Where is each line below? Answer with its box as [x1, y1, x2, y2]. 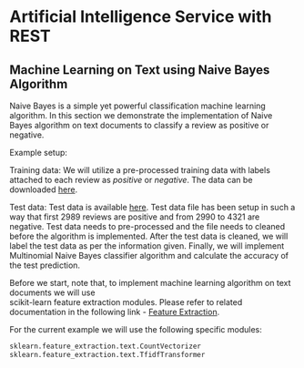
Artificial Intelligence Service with [9, 6, 272, 27]
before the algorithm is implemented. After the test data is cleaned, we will [9, 230, 289, 241]
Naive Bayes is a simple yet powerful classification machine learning [9, 100, 266, 111]
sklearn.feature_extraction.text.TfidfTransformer [9, 350, 206, 359]
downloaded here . [9, 184, 78, 195]
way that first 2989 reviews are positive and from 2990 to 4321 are [9, 211, 260, 222]
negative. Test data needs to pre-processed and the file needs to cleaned [9, 221, 286, 231]
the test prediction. [9, 260, 80, 271]
